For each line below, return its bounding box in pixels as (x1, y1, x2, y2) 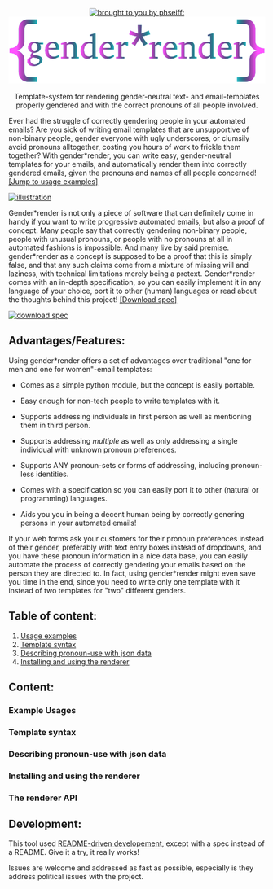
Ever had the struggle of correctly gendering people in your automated (8, 116, 246, 125)
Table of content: (8, 609, 98, 623)
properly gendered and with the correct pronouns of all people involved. (15, 100, 258, 110)
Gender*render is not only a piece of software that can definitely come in (8, 208, 254, 217)
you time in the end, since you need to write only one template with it (8, 576, 240, 586)
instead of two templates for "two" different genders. (8, 585, 187, 595)
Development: (8, 817, 82, 830)
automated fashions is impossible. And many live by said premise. (8, 243, 230, 252)
